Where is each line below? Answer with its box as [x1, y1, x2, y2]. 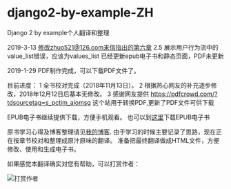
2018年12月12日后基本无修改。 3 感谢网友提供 [19, 90, 150, 98]
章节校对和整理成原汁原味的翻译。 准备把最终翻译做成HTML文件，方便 [19, 136, 219, 144]
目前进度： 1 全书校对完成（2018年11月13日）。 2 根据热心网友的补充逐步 [7, 81, 212, 89]
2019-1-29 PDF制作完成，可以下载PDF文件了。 [7, 66, 140, 74]
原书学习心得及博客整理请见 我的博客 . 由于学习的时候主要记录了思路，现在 [7, 128, 216, 136]
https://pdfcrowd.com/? [150, 90, 218, 98]
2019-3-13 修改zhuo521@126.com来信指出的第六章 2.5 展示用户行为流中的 [7, 43, 219, 51]
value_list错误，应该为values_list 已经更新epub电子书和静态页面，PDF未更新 [7, 52, 224, 60]
